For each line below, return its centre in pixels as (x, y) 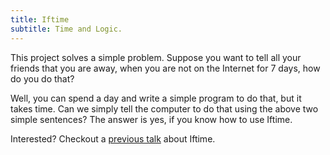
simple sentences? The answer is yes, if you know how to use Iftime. (151, 119)
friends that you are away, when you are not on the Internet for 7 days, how (165, 68)
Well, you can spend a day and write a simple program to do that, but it (156, 98)
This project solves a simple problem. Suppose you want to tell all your (156, 57)
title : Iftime (40, 19)
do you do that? (42, 78)
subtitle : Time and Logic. (66, 29)
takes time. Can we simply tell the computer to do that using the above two (164, 108)
